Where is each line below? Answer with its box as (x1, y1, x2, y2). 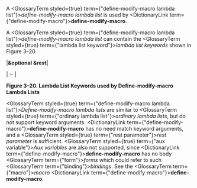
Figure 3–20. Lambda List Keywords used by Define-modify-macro (6, 82, 173, 89)
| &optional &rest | (6, 59, 49, 66)
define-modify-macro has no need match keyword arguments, (29, 125, 183, 132)
